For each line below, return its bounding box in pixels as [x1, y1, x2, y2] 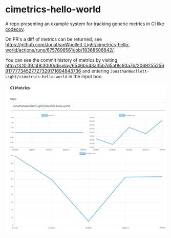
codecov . [5, 26, 25, 32]
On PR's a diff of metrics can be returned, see [5, 36, 102, 42]
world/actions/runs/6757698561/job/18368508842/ [5, 47, 114, 53]
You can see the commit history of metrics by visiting [5, 57, 118, 63]
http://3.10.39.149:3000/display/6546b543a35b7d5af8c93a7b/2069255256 [5, 62, 165, 68]
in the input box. [68, 73, 103, 79]
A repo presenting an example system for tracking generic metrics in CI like [5, 21, 165, 27]
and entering [82, 68, 109, 74]
